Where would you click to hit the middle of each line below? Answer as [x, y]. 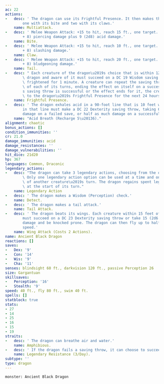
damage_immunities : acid [30, 141]
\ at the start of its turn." [53, 186]
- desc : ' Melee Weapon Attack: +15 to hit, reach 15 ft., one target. [82, 32]
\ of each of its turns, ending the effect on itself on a [84, 87]
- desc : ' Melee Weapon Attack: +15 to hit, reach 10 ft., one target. [82, 46]
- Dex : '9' [18, 250]
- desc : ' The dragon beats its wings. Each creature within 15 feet [79, 214]
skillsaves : [17, 277]
